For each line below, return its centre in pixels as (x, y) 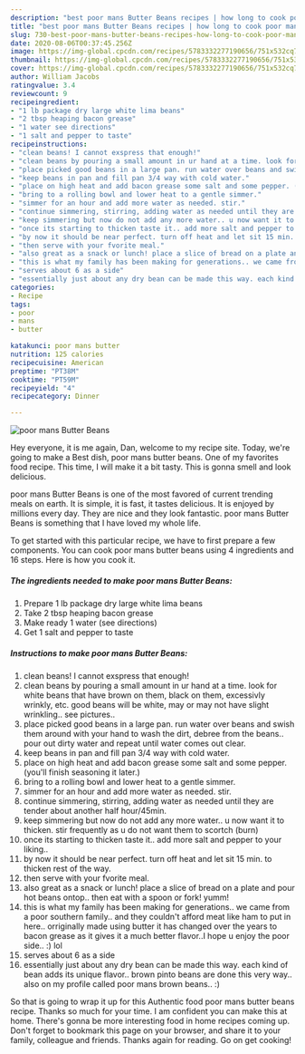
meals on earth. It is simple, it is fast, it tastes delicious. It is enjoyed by (143, 504)
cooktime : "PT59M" (45, 380)
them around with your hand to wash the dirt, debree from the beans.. (153, 734)
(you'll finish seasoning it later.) (82, 772)
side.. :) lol (43, 946)
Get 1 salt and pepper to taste (78, 633)
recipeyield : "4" (43, 388)
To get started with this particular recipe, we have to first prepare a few (143, 541)
